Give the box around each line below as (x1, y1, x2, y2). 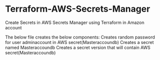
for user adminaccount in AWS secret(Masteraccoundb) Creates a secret (5, 39, 154, 45)
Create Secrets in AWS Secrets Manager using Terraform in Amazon (5, 20, 145, 25)
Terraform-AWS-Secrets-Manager (5, 3, 150, 15)
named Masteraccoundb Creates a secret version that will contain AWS (5, 44, 151, 50)
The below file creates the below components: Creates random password (5, 34, 155, 40)
